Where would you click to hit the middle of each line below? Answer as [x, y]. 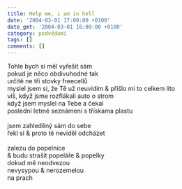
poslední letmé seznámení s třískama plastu [70, 111]
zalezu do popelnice [36, 148]
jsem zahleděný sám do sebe [49, 126]
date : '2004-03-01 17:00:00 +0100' [59, 20]
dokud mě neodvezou [39, 163]
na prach [20, 178]
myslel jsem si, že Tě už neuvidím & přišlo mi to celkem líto [91, 89]
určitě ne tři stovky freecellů [48, 81]
